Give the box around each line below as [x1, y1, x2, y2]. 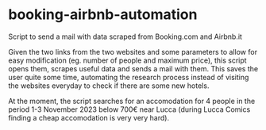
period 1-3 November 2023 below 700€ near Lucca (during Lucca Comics [8, 105, 251, 114]
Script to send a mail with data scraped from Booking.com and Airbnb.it [8, 32, 242, 41]
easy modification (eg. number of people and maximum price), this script [8, 55, 248, 65]
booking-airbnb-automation [8, 6, 198, 24]
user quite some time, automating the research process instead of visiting [8, 72, 249, 82]
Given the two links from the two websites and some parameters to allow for [8, 47, 258, 56]
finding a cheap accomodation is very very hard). [8, 113, 169, 122]
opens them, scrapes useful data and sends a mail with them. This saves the [8, 63, 259, 73]
